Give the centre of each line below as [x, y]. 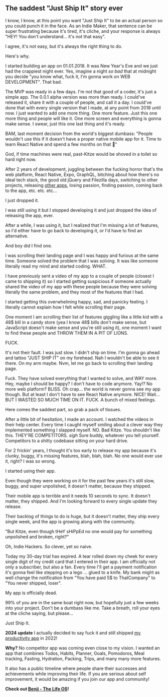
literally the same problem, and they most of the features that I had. [75, 292]
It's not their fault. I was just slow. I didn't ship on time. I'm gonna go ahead [82, 352]
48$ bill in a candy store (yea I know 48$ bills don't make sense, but [76, 322]
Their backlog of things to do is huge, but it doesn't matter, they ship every [82, 516]
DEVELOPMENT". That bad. [34, 82]
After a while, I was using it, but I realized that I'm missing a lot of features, [82, 225]
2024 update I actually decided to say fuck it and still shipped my [73, 632]
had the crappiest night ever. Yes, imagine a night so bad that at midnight [81, 71]
